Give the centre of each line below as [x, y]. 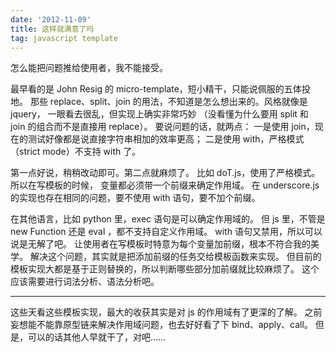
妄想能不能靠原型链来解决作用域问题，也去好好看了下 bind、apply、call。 [161, 325]
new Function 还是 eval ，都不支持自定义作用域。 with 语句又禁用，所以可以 [166, 232]
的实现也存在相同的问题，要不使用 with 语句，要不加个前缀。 [135, 198]
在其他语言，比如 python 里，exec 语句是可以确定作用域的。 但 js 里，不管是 [168, 219]
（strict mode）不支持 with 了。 [76, 152]
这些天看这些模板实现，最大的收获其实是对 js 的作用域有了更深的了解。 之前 [166, 312]
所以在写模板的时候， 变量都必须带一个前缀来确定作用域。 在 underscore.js [165, 185]
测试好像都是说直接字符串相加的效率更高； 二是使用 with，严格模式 [166, 139]
